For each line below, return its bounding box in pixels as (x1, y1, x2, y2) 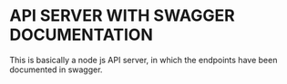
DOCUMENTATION (9, 24, 153, 45)
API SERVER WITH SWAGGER (9, 5, 235, 26)
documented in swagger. (9, 64, 103, 75)
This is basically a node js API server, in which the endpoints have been (9, 54, 278, 65)
